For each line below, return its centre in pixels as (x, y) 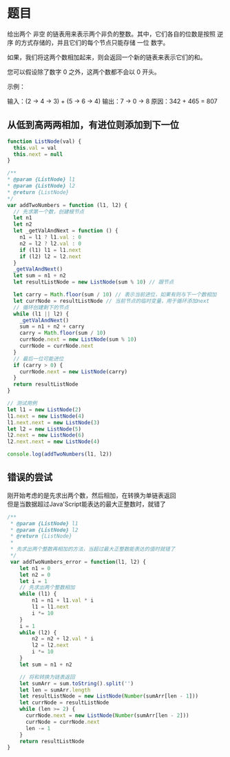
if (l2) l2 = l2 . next (50, 256)
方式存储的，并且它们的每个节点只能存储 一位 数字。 (95, 42)
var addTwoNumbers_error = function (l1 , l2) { (78, 562)
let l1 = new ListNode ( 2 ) (44, 410)
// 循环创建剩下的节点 (41, 307)
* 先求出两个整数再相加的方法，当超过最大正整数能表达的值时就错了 (93, 549)
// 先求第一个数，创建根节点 (49, 212)
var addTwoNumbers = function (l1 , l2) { (67, 205)
